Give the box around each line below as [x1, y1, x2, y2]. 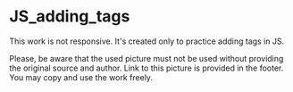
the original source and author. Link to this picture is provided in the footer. [9, 63, 284, 73]
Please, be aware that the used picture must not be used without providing [9, 53, 284, 63]
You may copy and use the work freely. [9, 71, 154, 82]
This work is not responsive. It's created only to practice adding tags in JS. [9, 36, 285, 46]
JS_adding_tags [9, 6, 130, 27]
